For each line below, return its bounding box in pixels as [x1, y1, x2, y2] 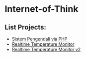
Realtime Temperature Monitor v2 [11, 47, 81, 52]
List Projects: [4, 23, 47, 31]
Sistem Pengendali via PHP [11, 36, 68, 42]
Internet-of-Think [4, 3, 79, 15]
